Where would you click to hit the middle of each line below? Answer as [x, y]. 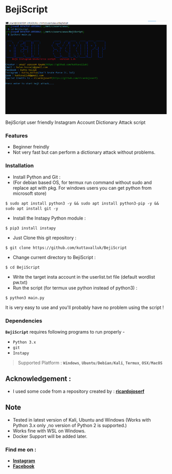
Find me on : [21, 449]
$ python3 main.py [25, 298]
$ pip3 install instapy [31, 228]
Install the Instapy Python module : [49, 218]
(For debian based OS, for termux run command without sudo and [82, 182]
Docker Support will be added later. [50, 436]
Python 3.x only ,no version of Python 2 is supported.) [70, 425]
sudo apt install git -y [32, 208]
